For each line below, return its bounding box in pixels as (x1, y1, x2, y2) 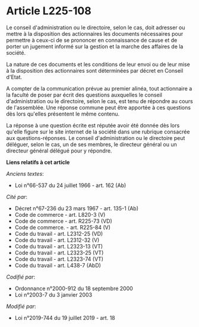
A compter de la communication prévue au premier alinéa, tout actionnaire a (6, 85, 192, 92)
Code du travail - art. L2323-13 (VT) (14, 242, 103, 250)
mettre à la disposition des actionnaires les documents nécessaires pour (6, 30, 184, 37)
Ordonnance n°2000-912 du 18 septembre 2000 (14, 285, 134, 292)
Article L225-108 (6, 4, 91, 18)
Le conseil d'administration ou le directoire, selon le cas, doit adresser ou (6, 24, 185, 31)
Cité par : (6, 193, 28, 200)
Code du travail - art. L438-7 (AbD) (14, 261, 101, 269)
